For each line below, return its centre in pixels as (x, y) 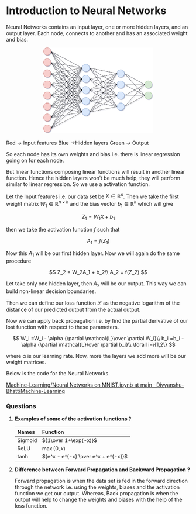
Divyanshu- (170, 385)
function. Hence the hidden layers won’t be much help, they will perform (93, 178)
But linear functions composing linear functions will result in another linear (96, 171)
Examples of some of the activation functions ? (73, 419)
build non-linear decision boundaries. (51, 291)
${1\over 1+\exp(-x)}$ (70, 440)
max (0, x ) (54, 449)
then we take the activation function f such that (63, 229)
